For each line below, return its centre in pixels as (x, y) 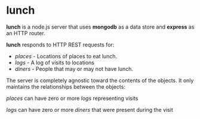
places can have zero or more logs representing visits (72, 98)
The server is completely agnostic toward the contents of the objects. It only (100, 80)
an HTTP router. (26, 33)
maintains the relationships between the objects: (66, 86)
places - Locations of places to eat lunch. (66, 56)
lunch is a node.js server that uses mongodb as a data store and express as (100, 27)
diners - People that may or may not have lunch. (74, 68)
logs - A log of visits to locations (54, 62)
